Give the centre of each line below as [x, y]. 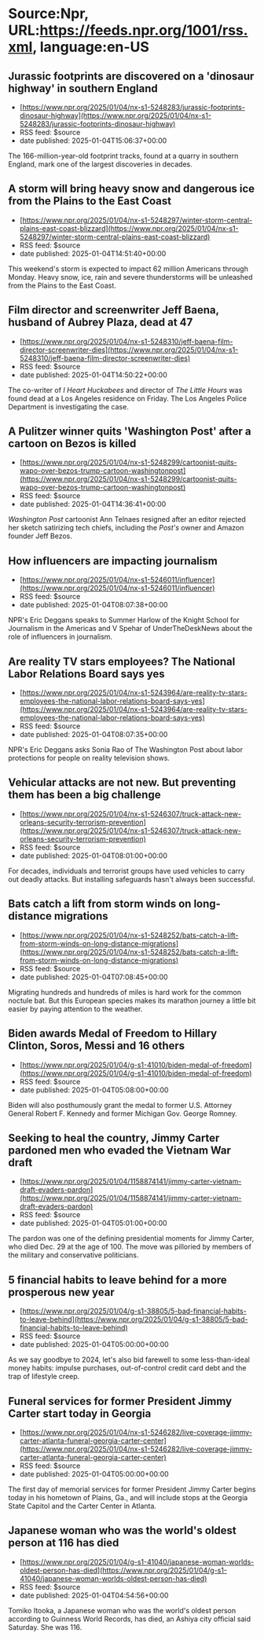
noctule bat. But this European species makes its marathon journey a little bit [132, 1000]
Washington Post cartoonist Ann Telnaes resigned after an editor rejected [127, 519]
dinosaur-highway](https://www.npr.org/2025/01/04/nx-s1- [115, 116]
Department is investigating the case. [69, 406]
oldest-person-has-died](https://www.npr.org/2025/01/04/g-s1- [123, 1570]
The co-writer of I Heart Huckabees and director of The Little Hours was [125, 390]
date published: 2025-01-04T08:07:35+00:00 [93, 735]
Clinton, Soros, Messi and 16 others [97, 1046]
